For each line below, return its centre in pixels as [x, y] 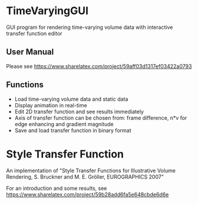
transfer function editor [34, 33]
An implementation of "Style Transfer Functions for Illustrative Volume [91, 170]
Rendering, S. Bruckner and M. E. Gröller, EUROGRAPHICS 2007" [85, 177]
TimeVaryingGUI [47, 11]
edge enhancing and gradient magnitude [64, 124]
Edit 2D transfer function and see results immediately [79, 111]
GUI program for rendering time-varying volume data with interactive [90, 27]
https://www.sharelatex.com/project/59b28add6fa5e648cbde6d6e [88, 194]
